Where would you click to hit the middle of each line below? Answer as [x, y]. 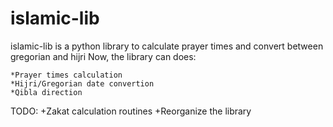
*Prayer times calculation [66, 75]
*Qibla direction [46, 92]
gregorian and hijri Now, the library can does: [103, 56]
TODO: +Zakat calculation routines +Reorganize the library [131, 111]
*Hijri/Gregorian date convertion [82, 83]
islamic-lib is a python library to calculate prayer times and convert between [167, 46]
